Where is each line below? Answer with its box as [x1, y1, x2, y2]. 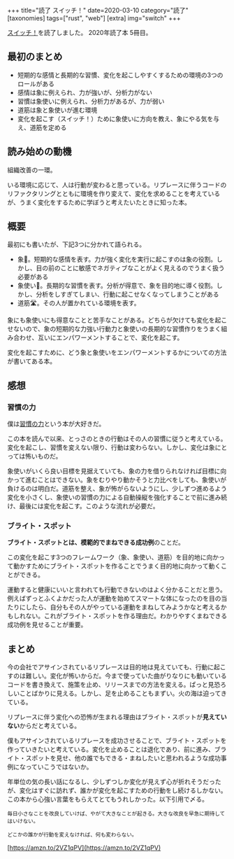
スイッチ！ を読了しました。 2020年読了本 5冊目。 [7, 29, 152, 36]
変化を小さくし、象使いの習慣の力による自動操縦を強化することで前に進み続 [7, 493, 228, 502]
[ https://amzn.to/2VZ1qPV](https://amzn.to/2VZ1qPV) [7, 844, 161, 852]
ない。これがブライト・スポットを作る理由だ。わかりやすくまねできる [25, 612, 228, 620]
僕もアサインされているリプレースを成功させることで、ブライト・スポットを [7, 736, 227, 745]
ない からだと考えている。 [7, 722, 81, 730]
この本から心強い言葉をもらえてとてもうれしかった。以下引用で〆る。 [7, 795, 208, 804]
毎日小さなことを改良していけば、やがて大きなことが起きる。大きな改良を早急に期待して [7, 811, 226, 818]
